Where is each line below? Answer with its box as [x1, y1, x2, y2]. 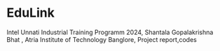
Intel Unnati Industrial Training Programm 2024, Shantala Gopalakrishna [6, 28, 214, 36]
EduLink [6, 5, 55, 21]
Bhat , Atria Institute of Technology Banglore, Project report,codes [6, 35, 197, 43]
